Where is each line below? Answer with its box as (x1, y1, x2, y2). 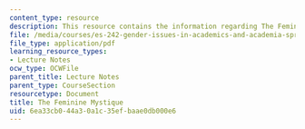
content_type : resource (9, 13, 100, 23)
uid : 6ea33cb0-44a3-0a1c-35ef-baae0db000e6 (9, 106, 177, 115)
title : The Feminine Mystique (9, 97, 124, 107)
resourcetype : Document (9, 89, 100, 98)
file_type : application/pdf (9, 38, 116, 48)
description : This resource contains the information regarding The (9, 22, 274, 31)
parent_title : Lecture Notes (9, 73, 120, 82)
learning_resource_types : (9, 47, 107, 56)
